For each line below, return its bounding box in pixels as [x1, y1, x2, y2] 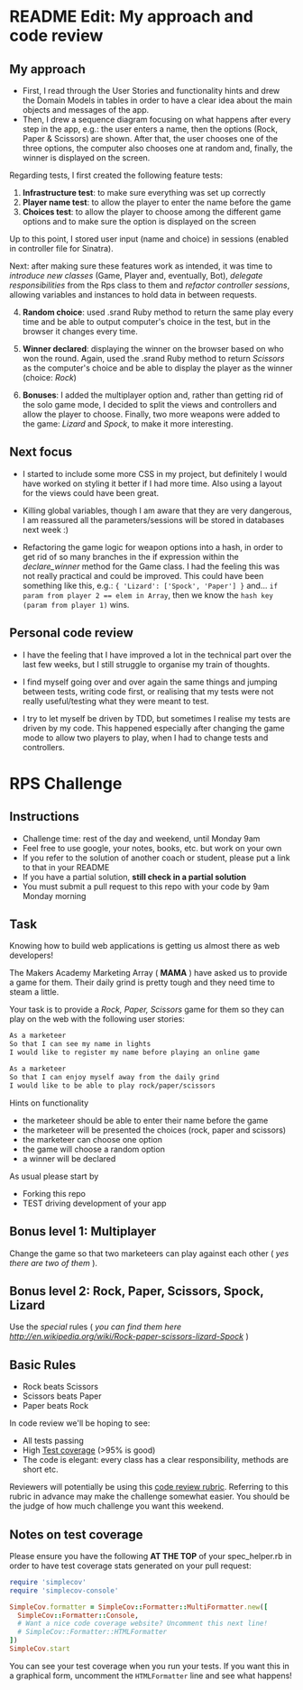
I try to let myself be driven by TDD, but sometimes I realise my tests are [22, 712, 291, 723]
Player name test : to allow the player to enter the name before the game [22, 197, 291, 207]
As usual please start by [9, 1171, 99, 1181]
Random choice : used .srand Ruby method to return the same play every [22, 307, 294, 317]
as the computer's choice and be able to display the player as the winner [22, 363, 293, 373]
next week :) [22, 524, 69, 535]
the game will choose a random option [22, 1144, 165, 1154]
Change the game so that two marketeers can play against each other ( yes [9, 1247, 289, 1259]
